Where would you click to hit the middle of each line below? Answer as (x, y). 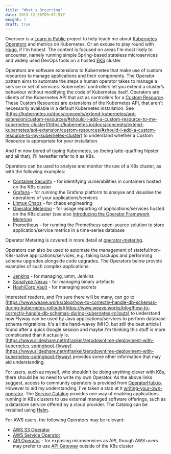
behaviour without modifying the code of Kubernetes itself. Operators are (82, 92)
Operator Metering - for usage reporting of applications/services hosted (89, 209)
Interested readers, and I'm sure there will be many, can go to (70, 297)
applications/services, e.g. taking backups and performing (91, 255)
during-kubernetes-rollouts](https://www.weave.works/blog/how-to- (78, 308)
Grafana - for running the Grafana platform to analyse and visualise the (87, 193)
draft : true (18, 24)
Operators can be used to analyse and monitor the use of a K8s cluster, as (83, 166)
